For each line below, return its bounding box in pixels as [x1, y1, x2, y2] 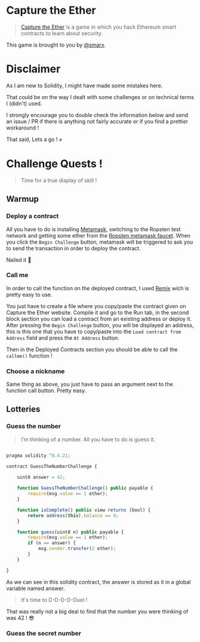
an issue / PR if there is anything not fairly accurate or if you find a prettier [6, 118, 189, 125]
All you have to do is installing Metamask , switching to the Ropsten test [6, 225, 181, 233]
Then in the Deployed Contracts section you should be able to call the [6, 346, 178, 353]
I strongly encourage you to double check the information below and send [6, 111, 189, 118]
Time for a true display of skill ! [20, 177, 97, 184]
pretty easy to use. [6, 291, 53, 298]
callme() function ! [6, 352, 53, 359]
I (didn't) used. [6, 100, 42, 107]
